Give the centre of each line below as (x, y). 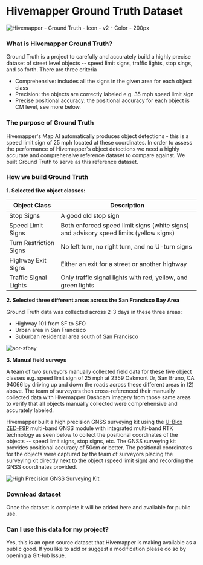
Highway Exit (28, 260)
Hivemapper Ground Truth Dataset (95, 11)
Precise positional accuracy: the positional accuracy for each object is (102, 100)
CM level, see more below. (48, 107)
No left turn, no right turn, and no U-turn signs (126, 246)
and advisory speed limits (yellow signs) (118, 233)
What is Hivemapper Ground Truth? (60, 44)
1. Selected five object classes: (46, 190)
